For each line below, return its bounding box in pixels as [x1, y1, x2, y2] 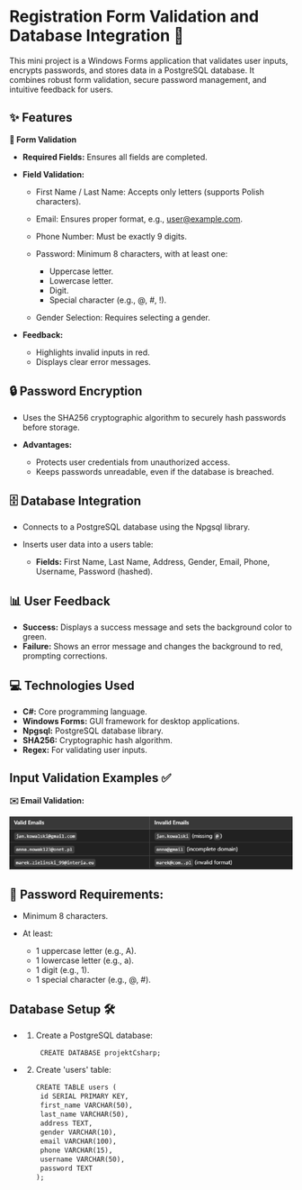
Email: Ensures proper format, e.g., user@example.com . [35, 213, 243, 224]
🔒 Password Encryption [9, 384, 143, 399]
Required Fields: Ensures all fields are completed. [22, 151, 209, 162]
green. [22, 631, 48, 642]
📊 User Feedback [9, 593, 111, 609]
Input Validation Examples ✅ [9, 770, 172, 786]
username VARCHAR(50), [40, 1155, 126, 1164]
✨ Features [9, 110, 73, 125]
